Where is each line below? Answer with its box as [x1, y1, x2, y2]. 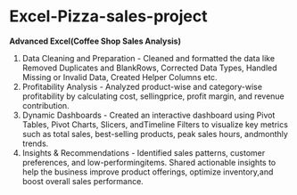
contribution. [21, 100, 70, 110]
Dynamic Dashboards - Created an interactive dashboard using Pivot [21, 110, 276, 120]
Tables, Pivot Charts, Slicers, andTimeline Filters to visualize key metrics [21, 118, 288, 130]
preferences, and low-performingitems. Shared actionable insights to [21, 157, 276, 167]
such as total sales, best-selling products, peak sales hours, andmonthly [21, 128, 288, 139]
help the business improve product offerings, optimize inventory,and [21, 167, 274, 177]
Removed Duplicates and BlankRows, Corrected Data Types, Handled [21, 62, 278, 73]
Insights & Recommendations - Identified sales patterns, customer [21, 147, 266, 158]
